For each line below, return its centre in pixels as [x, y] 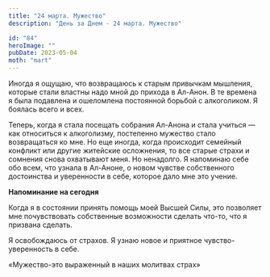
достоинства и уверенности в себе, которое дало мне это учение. [123, 176]
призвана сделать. [40, 225]
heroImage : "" [32, 45]
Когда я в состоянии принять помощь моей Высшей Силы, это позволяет [135, 208]
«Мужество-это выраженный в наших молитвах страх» [105, 264]
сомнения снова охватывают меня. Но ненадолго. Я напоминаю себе [129, 159]
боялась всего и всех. [46, 109]
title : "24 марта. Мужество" [57, 16]
